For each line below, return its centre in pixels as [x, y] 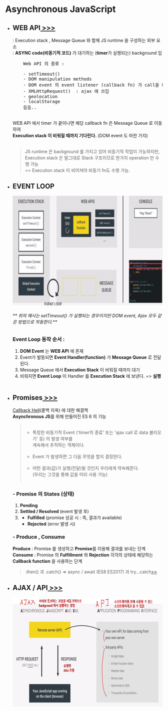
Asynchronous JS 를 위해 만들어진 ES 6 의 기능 [59, 416]
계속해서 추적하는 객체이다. [58, 445]
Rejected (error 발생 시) [51, 524]
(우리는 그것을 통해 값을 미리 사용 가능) [70, 475]
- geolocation [40, 96]
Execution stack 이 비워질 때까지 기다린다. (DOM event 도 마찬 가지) [80, 136]
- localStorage [42, 101]
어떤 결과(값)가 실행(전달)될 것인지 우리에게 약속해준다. [85, 468]
